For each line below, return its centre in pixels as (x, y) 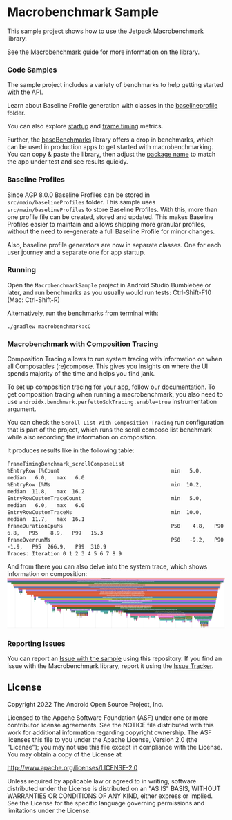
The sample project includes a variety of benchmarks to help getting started (115, 85)
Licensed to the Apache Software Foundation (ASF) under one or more (108, 717)
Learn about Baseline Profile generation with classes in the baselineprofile (113, 106)
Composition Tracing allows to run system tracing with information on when (115, 359)
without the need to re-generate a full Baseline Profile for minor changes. (111, 231)
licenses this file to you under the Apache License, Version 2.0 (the (103, 739)
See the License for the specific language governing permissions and (106, 803)
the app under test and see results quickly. (68, 162)
